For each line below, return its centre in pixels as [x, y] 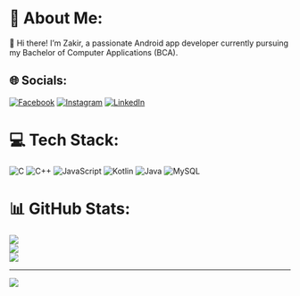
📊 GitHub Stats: [70, 208]
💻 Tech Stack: [64, 140]
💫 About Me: [56, 18]
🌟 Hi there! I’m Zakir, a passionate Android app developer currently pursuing [149, 43]
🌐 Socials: [38, 81]
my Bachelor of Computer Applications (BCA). [94, 52]
